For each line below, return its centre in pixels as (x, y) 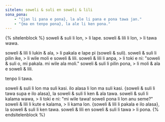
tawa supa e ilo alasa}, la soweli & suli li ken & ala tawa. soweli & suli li (77, 93)
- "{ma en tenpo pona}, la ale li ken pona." (62, 24)
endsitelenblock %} (25, 115)
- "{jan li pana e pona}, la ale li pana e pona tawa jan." (78, 19)
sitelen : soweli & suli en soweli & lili (49, 10)
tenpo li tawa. (19, 78)
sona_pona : (16, 14)
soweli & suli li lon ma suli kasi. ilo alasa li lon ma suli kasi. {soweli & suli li (80, 88)
